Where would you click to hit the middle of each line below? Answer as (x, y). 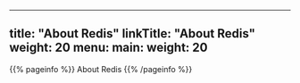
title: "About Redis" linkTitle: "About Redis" (133, 33)
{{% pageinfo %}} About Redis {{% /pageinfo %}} (101, 69)
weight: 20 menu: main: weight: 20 (108, 48)
